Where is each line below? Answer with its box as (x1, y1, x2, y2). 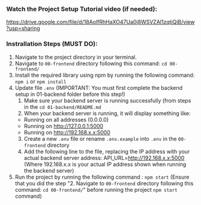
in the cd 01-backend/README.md (23, 103, 101, 110)
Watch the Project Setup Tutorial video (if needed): (6, 5, 158, 13)
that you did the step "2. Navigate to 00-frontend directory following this (14, 179, 194, 187)
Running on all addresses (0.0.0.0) (23, 116, 109, 123)
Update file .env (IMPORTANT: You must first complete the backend (14, 84, 183, 91)
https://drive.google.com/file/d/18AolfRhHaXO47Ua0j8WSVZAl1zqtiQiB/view (6, 19, 195, 26)
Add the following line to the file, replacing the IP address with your (23, 147, 190, 155)
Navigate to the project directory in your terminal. (14, 53, 137, 61)
